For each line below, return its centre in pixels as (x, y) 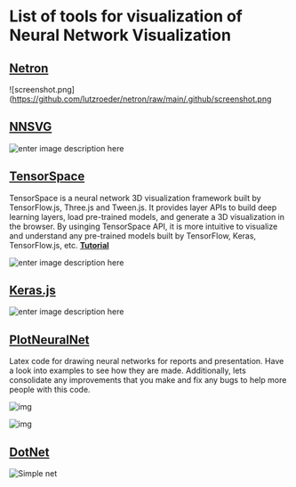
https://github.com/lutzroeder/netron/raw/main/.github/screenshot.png (142, 99)
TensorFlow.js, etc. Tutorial (59, 245)
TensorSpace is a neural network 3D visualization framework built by (135, 198)
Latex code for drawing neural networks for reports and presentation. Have (147, 361)
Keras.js (32, 291)
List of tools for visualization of (126, 16)
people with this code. (50, 390)
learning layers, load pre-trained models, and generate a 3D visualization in (147, 216)
